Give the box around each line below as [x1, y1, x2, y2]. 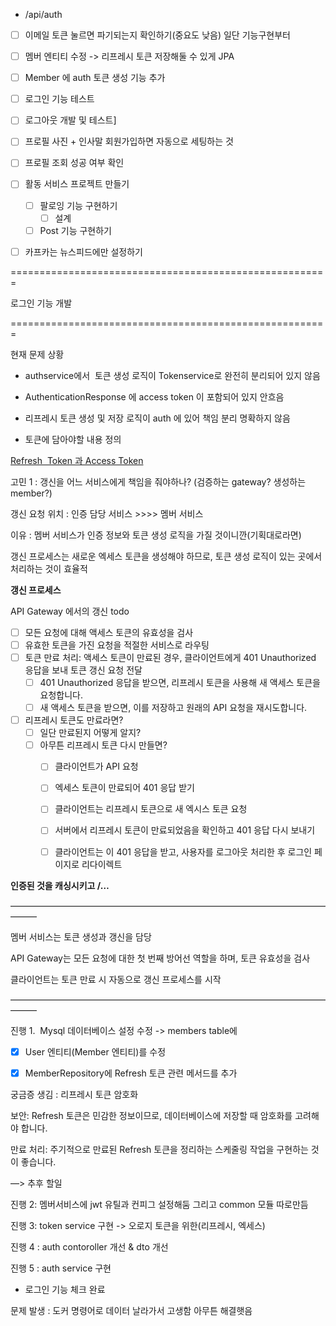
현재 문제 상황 [10, 348, 65, 360]
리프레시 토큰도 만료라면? [24, 714, 124, 726]
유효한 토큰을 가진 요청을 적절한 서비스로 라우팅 [24, 639, 210, 651]
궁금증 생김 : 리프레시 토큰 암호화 [10, 1088, 139, 1100]
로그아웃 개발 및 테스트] [24, 114, 117, 126]
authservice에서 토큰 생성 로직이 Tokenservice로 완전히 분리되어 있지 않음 [24, 369, 321, 381]
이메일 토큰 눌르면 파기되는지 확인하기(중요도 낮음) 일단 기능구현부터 [24, 29, 291, 41]
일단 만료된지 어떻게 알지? [39, 727, 142, 739]
